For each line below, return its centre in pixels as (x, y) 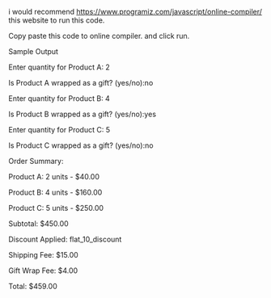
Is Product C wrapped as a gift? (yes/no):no (81, 145)
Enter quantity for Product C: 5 (59, 130)
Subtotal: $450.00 (38, 224)
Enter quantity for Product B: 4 (59, 99)
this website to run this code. (57, 20)
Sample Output (34, 51)
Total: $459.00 (33, 286)
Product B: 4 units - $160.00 (55, 192)
